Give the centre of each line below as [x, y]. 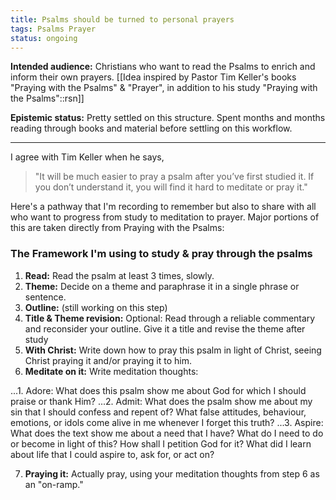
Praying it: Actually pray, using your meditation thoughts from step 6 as [172, 473]
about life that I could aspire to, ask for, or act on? [112, 454]
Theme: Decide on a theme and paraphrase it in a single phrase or [162, 286]
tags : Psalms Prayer [53, 29]
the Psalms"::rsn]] [47, 98]
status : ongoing [44, 38]
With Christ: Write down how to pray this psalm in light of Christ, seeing [173, 350]
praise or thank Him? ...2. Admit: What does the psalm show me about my [161, 401]
